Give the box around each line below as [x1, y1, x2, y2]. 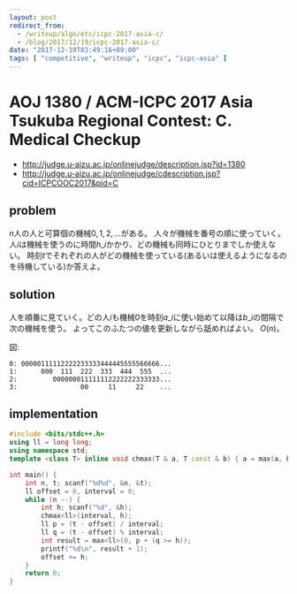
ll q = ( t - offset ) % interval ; [41, 528, 164, 537]
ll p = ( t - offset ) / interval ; [41, 520, 164, 529]
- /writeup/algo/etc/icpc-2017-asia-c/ [17, 29, 164, 38]
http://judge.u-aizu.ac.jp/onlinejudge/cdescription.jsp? [21, 168, 221, 179]
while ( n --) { [25, 495, 81, 504]
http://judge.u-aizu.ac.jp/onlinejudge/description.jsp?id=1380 [21, 158, 246, 169]
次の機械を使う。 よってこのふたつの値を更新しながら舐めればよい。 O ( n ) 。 [9, 323, 285, 333]
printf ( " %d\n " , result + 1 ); [41, 544, 148, 553]
